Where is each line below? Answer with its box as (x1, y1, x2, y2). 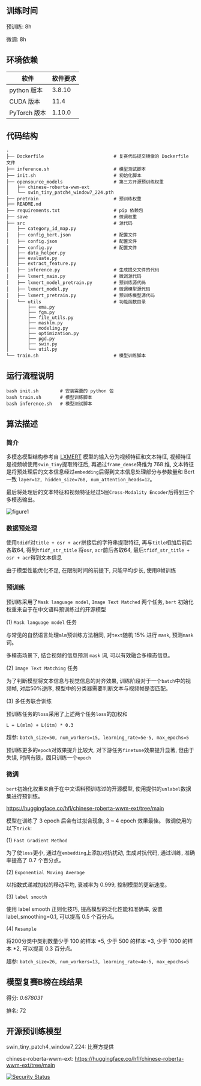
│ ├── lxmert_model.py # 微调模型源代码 (6, 286, 151, 292)
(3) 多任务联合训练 (6, 697, 52, 705)
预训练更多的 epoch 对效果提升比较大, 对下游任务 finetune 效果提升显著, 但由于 (6, 746, 195, 753)
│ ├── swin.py (6, 341, 58, 347)
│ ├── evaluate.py (6, 255, 58, 262)
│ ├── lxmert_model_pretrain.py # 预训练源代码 (6, 280, 146, 286)
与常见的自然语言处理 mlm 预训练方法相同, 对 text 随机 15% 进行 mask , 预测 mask (6, 631, 194, 638)
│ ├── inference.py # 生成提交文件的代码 (6, 267, 160, 273)
